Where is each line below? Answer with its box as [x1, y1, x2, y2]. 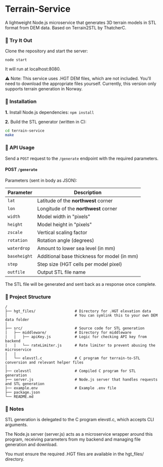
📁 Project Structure [5, 293, 51, 300]
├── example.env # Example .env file [5, 386, 117, 391]
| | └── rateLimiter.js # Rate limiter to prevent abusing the [5, 343, 156, 348]
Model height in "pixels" [37, 221, 92, 228]
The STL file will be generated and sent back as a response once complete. [5, 281, 157, 287]
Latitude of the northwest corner [37, 197, 113, 204]
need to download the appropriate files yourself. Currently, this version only [5, 81, 157, 86]
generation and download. [5, 442, 58, 447]
